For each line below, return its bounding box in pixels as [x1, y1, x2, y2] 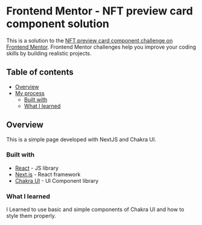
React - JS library [14, 164, 59, 171]
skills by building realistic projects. [6, 49, 92, 57]
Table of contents [6, 67, 74, 78]
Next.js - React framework [14, 170, 81, 178]
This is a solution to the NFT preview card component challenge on [6, 37, 173, 44]
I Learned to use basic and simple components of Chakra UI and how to [6, 206, 185, 213]
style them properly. [6, 212, 56, 220]
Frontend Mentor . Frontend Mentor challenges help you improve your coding [6, 43, 197, 51]
